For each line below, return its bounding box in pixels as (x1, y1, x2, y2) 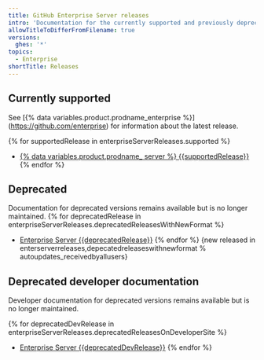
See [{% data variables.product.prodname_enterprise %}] (8, 112, 195, 122)
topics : (8, 48, 34, 56)
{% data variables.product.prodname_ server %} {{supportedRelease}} (19, 151, 250, 161)
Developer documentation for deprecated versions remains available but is (8, 296, 250, 305)
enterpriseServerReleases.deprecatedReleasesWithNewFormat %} (8, 220, 225, 230)
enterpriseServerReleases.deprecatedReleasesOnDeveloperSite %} (8, 328, 228, 337)
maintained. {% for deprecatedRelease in (8, 211, 141, 221)
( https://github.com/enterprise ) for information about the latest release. (8, 121, 239, 130)
